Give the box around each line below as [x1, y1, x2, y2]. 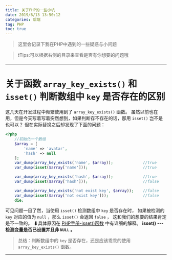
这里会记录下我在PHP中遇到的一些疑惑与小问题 [17, 41, 117, 48]
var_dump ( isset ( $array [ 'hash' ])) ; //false [14, 179, 159, 184]
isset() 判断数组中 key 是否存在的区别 [5, 91, 165, 103]
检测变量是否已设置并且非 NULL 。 [5, 227, 75, 233]
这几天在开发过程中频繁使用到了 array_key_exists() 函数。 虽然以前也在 [5, 109, 158, 115]
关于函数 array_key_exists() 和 [5, 78, 137, 90]
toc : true [5, 27, 27, 32]
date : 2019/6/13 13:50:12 [5, 12, 60, 17]
